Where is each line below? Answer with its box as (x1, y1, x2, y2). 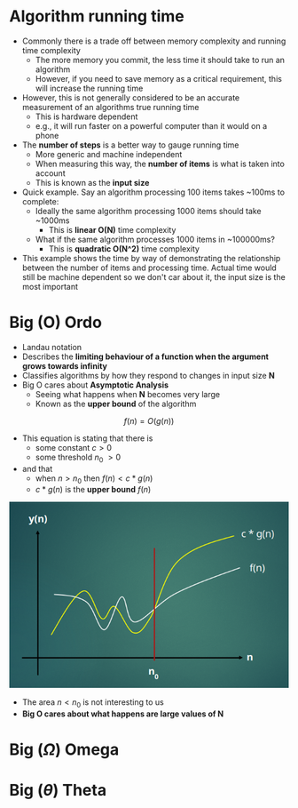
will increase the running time (35, 83, 144, 93)
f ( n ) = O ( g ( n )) (123, 415, 175, 426)
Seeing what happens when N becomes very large (35, 388, 220, 399)
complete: (21, 196, 59, 206)
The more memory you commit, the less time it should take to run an (35, 54, 286, 65)
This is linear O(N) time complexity (48, 224, 176, 235)
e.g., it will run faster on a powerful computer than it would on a (35, 120, 268, 131)
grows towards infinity (21, 360, 108, 371)
